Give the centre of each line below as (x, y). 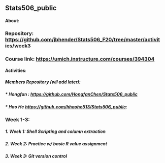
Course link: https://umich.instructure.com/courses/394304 (80, 59)
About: (12, 20)
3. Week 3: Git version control (36, 156)
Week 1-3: (17, 120)
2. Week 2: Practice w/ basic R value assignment (56, 144)
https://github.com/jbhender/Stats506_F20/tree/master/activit (82, 39)
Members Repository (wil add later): (43, 82)
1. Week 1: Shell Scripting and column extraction (55, 131)
